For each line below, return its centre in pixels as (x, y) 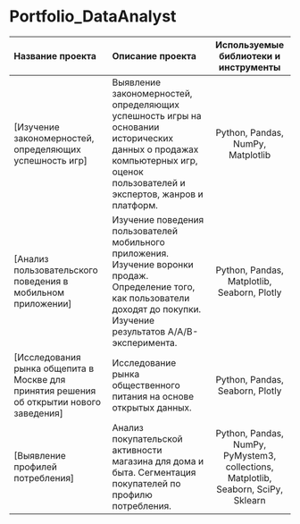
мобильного (138, 241)
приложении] (43, 303)
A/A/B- (183, 331)
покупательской (147, 438)
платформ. (135, 205)
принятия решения (55, 391)
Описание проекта (154, 55)
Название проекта (55, 55)
